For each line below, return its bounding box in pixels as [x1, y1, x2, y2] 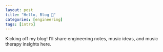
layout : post [5, 7, 33, 13]
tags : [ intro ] [5, 21, 36, 27]
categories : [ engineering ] [5, 17, 63, 22]
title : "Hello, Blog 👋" [5, 12, 56, 17]
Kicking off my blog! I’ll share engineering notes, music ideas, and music [5, 36, 158, 42]
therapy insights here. [5, 41, 52, 47]
